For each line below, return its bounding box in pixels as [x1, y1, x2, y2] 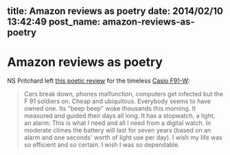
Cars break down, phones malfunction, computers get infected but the [23, 90, 224, 98]
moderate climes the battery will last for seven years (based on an [23, 126, 211, 135]
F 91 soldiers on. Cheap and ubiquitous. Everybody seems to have [23, 97, 211, 105]
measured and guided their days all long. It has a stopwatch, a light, [23, 112, 216, 120]
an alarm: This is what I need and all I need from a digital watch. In [23, 119, 211, 127]
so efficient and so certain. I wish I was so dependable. [23, 141, 180, 149]
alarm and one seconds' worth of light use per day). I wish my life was [23, 133, 223, 142]
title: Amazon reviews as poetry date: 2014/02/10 [7, 5, 223, 17]
